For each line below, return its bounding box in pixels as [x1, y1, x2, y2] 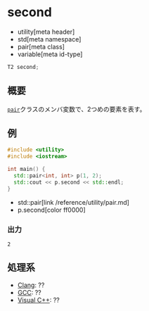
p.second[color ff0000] [17, 205, 86, 214]
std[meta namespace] [17, 34, 82, 43]
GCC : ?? [17, 288, 41, 296]
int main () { [7, 166, 46, 173]
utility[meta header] [17, 27, 75, 36]
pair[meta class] [17, 42, 65, 51]
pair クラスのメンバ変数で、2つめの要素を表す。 [7, 105, 146, 113]
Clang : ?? [17, 281, 45, 289]
